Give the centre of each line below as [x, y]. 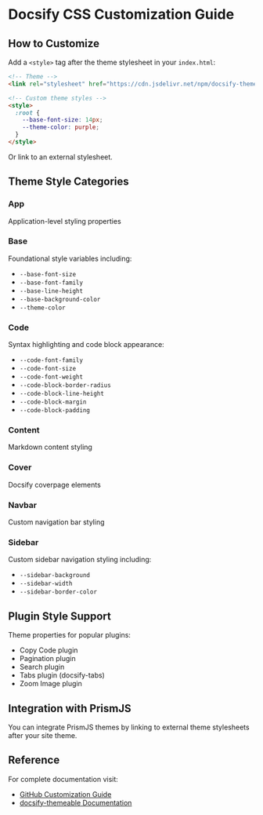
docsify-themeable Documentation [76, 802]
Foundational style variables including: [70, 258]
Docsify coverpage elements [55, 484]
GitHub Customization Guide [65, 794]
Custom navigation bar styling [56, 522]
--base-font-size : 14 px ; [63, 120]
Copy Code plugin [49, 650]
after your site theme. [43, 735]
